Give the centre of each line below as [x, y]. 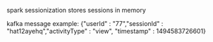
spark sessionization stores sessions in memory [76, 10]
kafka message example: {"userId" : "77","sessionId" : [85, 23]
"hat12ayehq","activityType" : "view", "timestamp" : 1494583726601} [106, 31]
